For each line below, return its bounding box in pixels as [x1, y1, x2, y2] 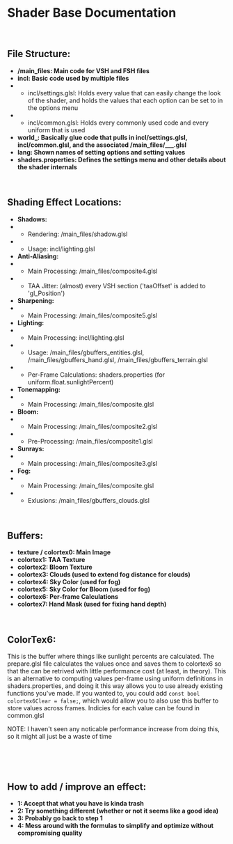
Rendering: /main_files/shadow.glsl [27, 230, 128, 238]
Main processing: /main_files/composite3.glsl [27, 459, 158, 467]
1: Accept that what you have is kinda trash [17, 799, 145, 807]
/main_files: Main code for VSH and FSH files [17, 66, 150, 75]
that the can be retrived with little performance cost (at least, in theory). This [7, 667, 227, 675]
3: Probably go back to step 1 [17, 814, 103, 822]
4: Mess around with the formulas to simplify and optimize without [17, 822, 214, 829]
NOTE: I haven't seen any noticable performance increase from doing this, [7, 725, 220, 733]
